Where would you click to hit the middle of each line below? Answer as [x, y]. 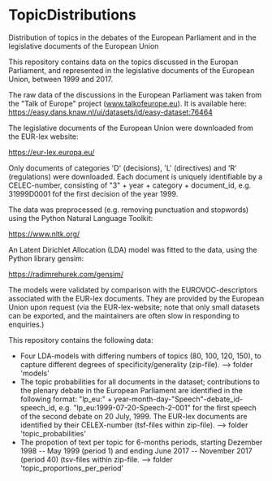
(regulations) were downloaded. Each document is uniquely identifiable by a [136, 176]
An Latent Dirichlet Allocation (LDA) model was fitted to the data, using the [133, 249]
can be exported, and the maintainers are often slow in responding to [124, 315]
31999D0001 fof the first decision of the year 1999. [93, 193]
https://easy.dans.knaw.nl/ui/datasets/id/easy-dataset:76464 [111, 112]
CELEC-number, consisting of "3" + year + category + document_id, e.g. [130, 185]
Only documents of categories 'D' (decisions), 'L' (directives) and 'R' [123, 167]
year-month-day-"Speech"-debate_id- [178, 399]
